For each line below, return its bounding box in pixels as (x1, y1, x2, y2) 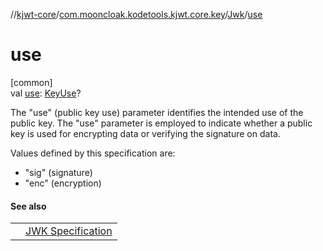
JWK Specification (25, 224, 113, 238)
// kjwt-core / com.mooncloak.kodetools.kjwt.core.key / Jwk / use (10, 9, 263, 20)
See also (10, 200, 47, 212)
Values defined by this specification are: (10, 147, 176, 159)
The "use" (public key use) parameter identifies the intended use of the (10, 106, 304, 118)
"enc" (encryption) (24, 177, 102, 189)
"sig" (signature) (24, 166, 93, 178)
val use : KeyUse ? (10, 87, 82, 99)
